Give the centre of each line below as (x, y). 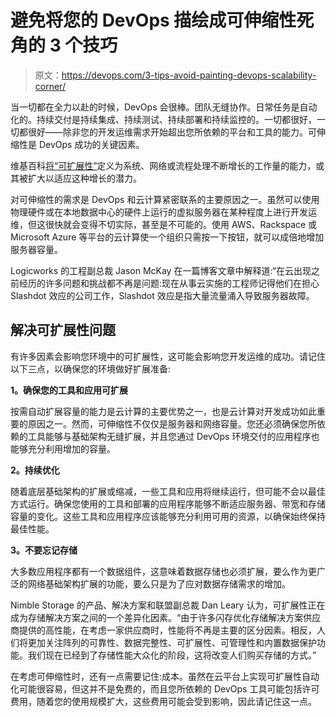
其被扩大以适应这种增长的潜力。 (76, 178)
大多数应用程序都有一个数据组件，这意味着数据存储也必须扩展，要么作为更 (163, 571)
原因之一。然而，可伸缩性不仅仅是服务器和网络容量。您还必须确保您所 (172, 423)
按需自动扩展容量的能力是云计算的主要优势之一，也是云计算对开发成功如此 (163, 411)
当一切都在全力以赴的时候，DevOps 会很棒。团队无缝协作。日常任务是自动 (164, 107)
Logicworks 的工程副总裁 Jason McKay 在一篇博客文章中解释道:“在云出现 (161, 270)
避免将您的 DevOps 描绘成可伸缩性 (153, 20)
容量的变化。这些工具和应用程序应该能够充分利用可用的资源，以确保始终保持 (168, 516)
